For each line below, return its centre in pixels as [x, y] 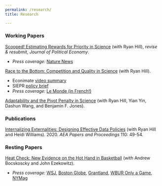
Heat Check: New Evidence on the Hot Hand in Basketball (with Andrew [78, 158]
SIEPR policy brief [30, 86]
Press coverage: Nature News [43, 61]
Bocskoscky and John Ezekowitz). [40, 163]
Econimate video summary [39, 80]
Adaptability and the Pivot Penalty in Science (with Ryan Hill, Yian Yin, [76, 100]
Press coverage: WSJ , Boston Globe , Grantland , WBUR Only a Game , [82, 173]
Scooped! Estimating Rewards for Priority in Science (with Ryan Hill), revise [81, 46]
